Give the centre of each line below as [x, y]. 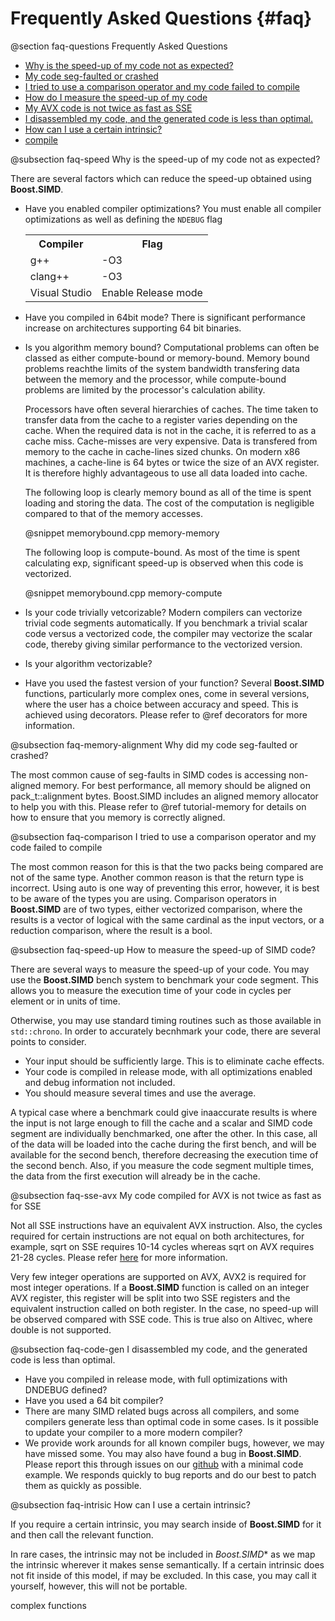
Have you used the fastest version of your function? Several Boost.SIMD [174, 683]
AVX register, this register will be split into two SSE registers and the [150, 1298]
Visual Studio [60, 292]
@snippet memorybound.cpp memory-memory [122, 533]
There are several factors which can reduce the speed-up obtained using [161, 178]
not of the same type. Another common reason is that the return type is [157, 877]
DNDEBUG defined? [66, 1389]
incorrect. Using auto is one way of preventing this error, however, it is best [165, 888]
